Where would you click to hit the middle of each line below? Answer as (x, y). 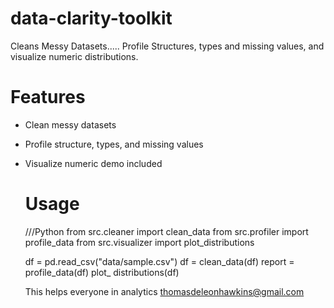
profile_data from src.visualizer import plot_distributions (139, 242)
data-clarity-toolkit (91, 18)
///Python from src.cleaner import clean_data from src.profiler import (166, 231)
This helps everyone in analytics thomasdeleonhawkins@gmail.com (164, 291)
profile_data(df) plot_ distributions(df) (102, 272)
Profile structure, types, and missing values (114, 144)
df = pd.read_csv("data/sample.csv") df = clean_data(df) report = (159, 261)
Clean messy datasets (70, 124)
